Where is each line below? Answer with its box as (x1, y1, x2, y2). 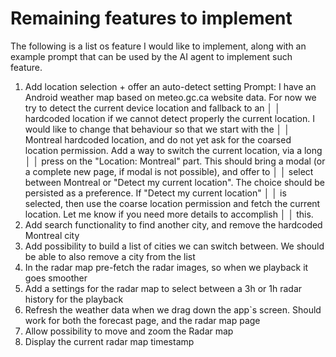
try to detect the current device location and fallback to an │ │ (24, 102, 281, 114)
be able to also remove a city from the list (24, 250, 196, 262)
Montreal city (24, 229, 80, 241)
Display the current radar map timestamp (24, 335, 195, 347)
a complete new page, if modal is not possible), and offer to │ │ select (24, 165, 314, 177)
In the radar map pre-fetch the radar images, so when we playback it (24, 261, 309, 273)
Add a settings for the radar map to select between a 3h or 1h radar (24, 282, 303, 294)
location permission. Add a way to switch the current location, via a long (24, 144, 323, 156)
